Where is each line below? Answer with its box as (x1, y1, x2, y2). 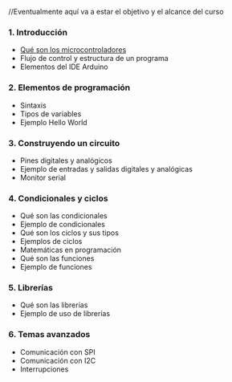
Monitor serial (19, 173, 67, 182)
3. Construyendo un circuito (8, 137, 120, 148)
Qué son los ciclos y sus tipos (19, 228, 119, 238)
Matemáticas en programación (19, 245, 122, 255)
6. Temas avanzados (8, 329, 91, 340)
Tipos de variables (19, 108, 82, 119)
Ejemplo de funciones (19, 262, 92, 272)
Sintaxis (19, 100, 47, 110)
